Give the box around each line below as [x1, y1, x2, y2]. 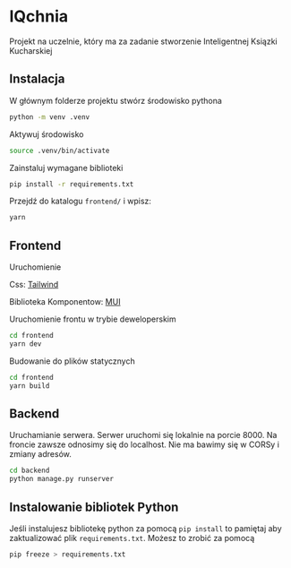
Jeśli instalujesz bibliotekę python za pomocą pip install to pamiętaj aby [9, 522, 282, 534]
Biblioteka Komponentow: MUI [9, 297, 121, 307]
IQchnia [9, 6, 69, 27]
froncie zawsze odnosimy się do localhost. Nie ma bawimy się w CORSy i [9, 439, 280, 450]
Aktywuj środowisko [9, 128, 84, 140]
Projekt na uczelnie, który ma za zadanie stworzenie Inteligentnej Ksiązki [9, 36, 278, 47]
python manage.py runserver [9, 475, 115, 484]
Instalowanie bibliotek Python [9, 499, 179, 514]
